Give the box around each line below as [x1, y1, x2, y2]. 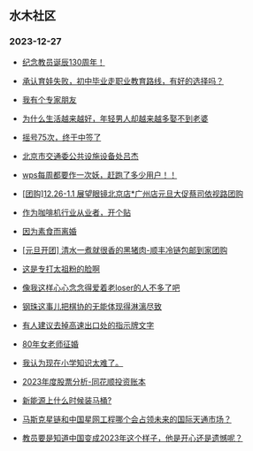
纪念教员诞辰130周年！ [21, 57, 105, 67]
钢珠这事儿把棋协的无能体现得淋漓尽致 [21, 301, 162, 311]
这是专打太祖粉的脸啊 [21, 264, 100, 274]
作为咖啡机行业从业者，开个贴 [21, 207, 131, 218]
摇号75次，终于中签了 [21, 132, 102, 142]
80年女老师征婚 [21, 339, 80, 349]
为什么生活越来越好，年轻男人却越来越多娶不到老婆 [21, 113, 209, 124]
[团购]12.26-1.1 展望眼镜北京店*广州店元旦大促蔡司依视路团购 [21, 188, 244, 199]
